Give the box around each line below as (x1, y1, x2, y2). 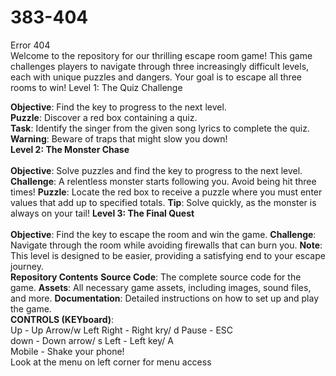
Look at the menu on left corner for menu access (10, 356, 212, 368)
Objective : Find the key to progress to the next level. (10, 101, 227, 113)
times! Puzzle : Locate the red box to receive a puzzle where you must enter (10, 186, 323, 198)
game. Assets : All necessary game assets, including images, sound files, (10, 281, 312, 293)
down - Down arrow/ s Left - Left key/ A (10, 334, 174, 346)
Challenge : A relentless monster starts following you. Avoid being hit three (10, 175, 317, 187)
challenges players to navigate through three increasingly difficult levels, (10, 60, 310, 72)
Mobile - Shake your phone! (10, 345, 125, 357)
